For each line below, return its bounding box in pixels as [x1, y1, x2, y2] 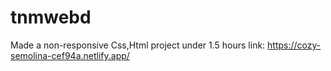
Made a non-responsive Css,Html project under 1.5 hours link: [10, 39, 266, 51]
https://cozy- [267, 39, 322, 51]
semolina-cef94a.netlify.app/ [10, 49, 130, 61]
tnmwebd [10, 6, 92, 29]
